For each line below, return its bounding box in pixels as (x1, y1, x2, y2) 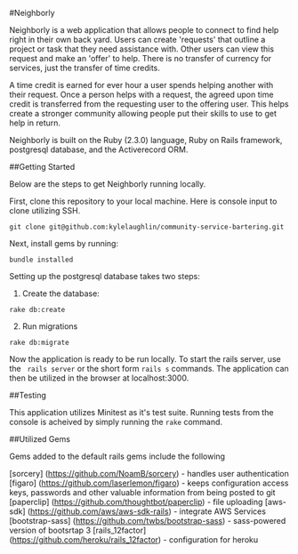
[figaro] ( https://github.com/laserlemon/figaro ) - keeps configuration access (9, 478, 289, 488)
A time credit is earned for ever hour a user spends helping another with (9, 80, 274, 90)
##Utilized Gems (9, 434, 71, 444)
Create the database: (21, 288, 100, 299)
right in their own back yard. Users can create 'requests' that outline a (9, 35, 266, 44)
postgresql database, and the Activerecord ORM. (9, 144, 189, 155)
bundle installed (9, 255, 74, 264)
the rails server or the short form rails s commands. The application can (9, 364, 289, 373)
